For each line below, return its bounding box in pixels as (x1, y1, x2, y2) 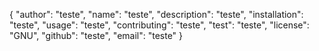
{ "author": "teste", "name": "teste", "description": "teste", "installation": (9, 9, 304, 20)
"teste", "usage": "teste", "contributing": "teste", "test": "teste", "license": (9, 19, 310, 31)
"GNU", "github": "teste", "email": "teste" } (9, 30, 184, 41)
